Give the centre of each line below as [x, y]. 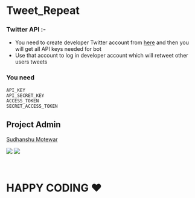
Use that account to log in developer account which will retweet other [101, 56]
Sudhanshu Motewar [32, 139]
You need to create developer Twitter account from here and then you [102, 42]
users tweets [31, 62]
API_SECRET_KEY [25, 95]
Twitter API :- [26, 30]
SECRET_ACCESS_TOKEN [32, 106]
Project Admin [34, 125]
